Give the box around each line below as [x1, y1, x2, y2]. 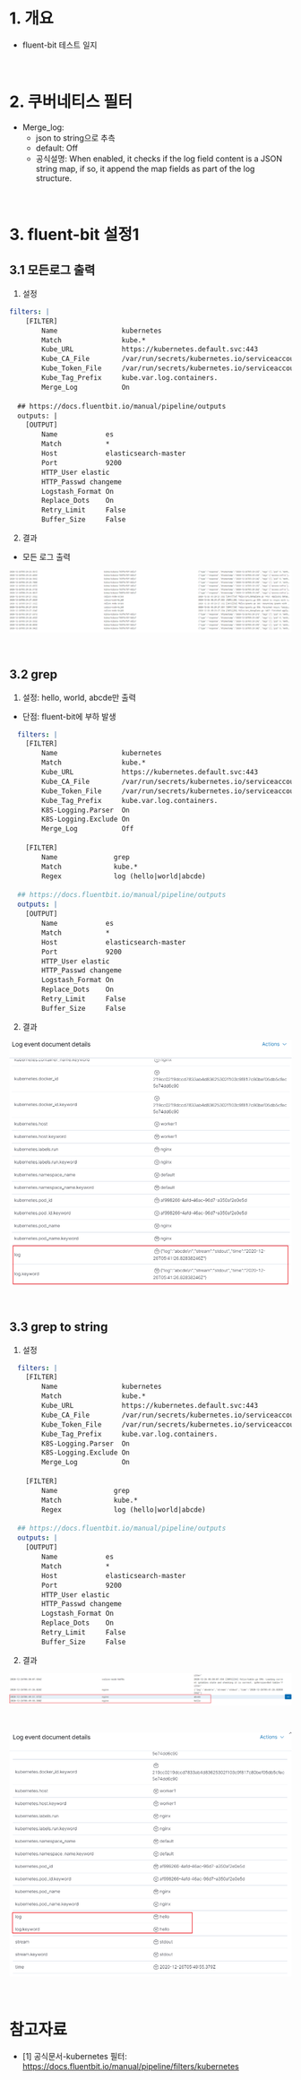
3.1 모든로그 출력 [9, 263, 96, 278]
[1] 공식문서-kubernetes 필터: [21, 2050, 127, 2061]
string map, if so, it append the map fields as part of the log [35, 163, 255, 174]
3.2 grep [9, 667, 58, 682]
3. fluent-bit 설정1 [9, 225, 140, 245]
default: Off [35, 142, 79, 153]
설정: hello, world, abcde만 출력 [21, 692, 136, 703]
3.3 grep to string [9, 1319, 108, 1335]
